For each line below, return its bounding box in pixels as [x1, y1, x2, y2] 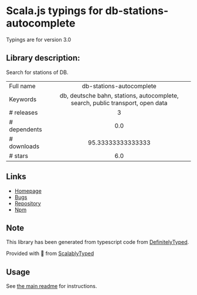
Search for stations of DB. [6, 69, 69, 76]
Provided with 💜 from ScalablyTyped [6, 250, 94, 257]
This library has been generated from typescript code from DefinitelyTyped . [6, 239, 189, 246]
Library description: [6, 53, 80, 63]
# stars [9, 152, 28, 160]
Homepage [14, 187, 42, 195]
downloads [9, 142, 40, 150]
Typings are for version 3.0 [6, 36, 72, 43]
